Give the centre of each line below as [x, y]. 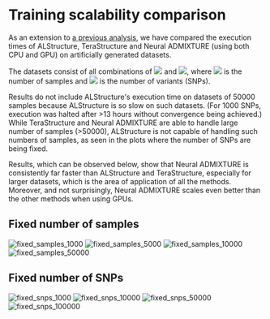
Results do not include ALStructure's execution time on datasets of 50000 [132, 97]
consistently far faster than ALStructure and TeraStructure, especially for [130, 173]
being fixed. [28, 149]
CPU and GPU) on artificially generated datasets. [90, 54]
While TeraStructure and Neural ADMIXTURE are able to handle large [123, 123]
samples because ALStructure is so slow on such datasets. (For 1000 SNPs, [135, 105]
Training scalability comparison [117, 15]
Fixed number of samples [74, 224]
